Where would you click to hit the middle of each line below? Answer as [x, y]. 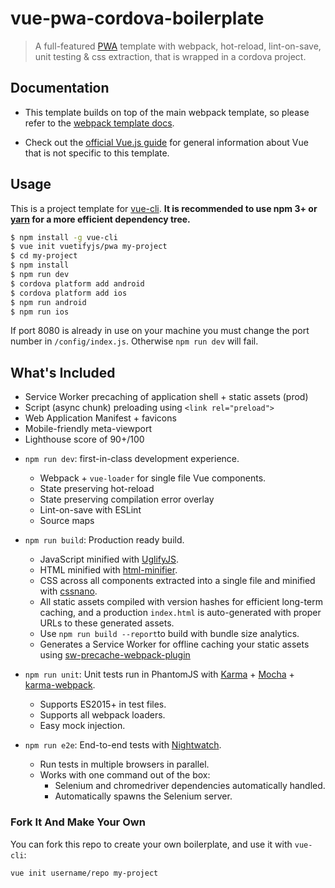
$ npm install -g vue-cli [64, 237]
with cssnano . [68, 591]
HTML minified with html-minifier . [108, 570]
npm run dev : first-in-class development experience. [132, 459]
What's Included [63, 372]
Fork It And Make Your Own [78, 822]
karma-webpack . [60, 685]
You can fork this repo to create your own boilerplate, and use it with [151, 844]
